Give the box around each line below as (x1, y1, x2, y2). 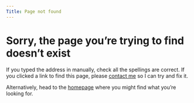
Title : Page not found (6, 8, 62, 15)
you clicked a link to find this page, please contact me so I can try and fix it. (6, 72, 189, 79)
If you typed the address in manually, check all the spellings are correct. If (6, 66, 185, 73)
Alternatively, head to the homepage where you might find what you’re (6, 84, 176, 91)
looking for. (6, 89, 33, 97)
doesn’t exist (6, 46, 71, 59)
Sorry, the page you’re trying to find (6, 34, 185, 47)
